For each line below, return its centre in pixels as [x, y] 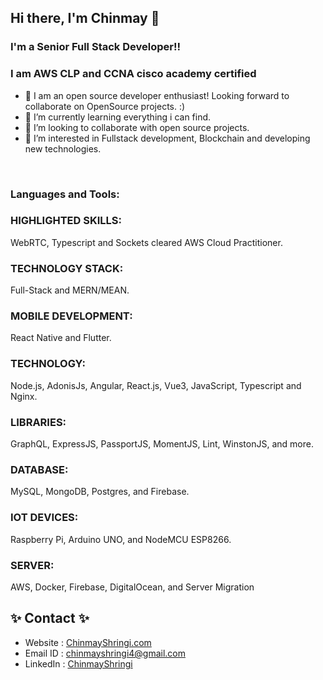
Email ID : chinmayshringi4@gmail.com [105, 653]
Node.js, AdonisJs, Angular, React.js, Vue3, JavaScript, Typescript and [156, 385]
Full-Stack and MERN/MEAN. [70, 290]
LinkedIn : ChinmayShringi [78, 663]
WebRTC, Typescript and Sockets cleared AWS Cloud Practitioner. [146, 242]
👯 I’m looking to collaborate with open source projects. [137, 127]
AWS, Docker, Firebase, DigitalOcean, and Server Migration [132, 587]
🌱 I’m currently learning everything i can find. [118, 117]
